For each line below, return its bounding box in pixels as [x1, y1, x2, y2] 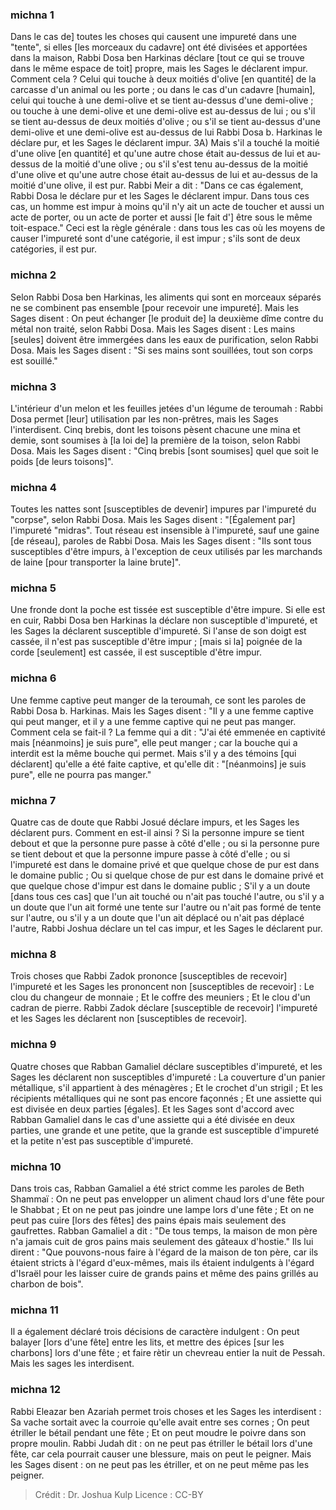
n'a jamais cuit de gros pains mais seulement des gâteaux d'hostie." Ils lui [10, 1235, 314, 1247]
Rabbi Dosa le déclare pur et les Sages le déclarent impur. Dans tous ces [10, 190, 310, 202]
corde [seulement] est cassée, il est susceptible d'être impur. [10, 646, 263, 658]
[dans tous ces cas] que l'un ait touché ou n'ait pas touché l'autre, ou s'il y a [10, 891, 325, 903]
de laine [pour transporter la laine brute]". [10, 556, 182, 568]
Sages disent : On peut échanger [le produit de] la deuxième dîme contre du [10, 312, 324, 324]
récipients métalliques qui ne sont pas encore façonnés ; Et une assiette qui [10, 1092, 322, 1104]
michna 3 [10, 379, 57, 393]
